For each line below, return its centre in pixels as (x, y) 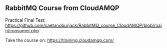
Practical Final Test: (25, 20)
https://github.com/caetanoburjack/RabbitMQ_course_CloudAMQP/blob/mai (83, 25)
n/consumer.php (22, 30)
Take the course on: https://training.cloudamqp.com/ (59, 40)
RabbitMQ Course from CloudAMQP (62, 8)
